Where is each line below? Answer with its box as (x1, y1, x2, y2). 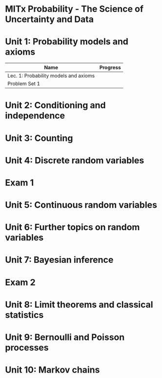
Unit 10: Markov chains (5, 364, 100, 376)
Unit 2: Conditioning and (5, 100, 106, 111)
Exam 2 (5, 277, 36, 288)
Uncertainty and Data (5, 14, 94, 25)
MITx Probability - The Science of (5, 3, 144, 15)
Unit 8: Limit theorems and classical (5, 299, 153, 310)
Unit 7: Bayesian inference (5, 255, 114, 265)
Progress (99, 64, 121, 71)
